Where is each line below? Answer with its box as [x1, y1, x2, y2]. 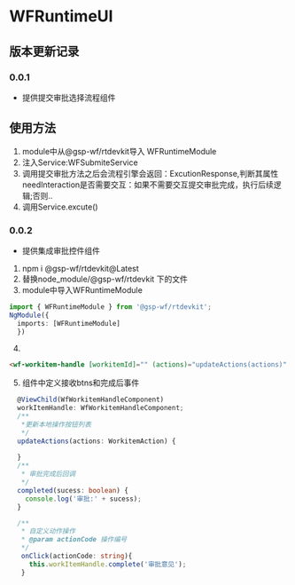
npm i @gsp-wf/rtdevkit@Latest [21, 263, 139, 273]
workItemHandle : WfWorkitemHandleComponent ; [17, 404, 184, 413]
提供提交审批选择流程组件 [21, 91, 116, 103]
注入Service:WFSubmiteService [21, 157, 139, 168]
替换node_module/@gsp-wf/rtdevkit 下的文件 [21, 273, 188, 284]
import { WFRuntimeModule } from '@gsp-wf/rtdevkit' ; [9, 302, 213, 312]
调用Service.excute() [21, 202, 99, 212]
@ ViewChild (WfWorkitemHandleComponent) [17, 395, 165, 405]
